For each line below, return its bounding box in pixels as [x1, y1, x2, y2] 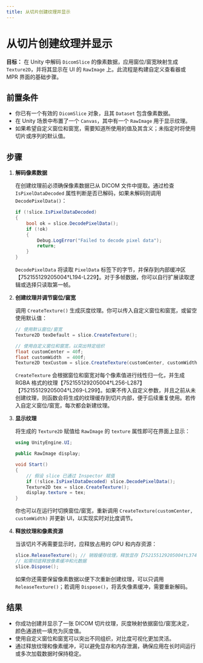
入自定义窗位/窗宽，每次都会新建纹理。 [15, 402, 113, 409]
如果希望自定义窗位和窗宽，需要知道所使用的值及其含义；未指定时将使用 [15, 125, 196, 132]
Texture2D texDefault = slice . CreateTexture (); [15, 332, 138, 338]
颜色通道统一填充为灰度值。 [15, 627, 85, 635]
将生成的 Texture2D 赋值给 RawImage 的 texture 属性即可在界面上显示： [15, 427, 191, 435]
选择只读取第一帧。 [25, 281, 74, 288]
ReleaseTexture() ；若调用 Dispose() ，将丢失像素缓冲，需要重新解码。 [15, 582, 191, 590]
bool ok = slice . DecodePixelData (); [26, 220, 119, 226]
